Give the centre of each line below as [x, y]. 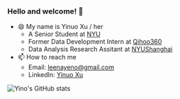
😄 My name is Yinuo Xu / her [60, 27]
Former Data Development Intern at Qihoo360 [95, 42]
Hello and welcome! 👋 [45, 11]
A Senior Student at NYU [64, 34]
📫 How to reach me [47, 57]
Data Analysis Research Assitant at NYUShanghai [100, 49]
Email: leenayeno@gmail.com [71, 67]
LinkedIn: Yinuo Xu [56, 75]
